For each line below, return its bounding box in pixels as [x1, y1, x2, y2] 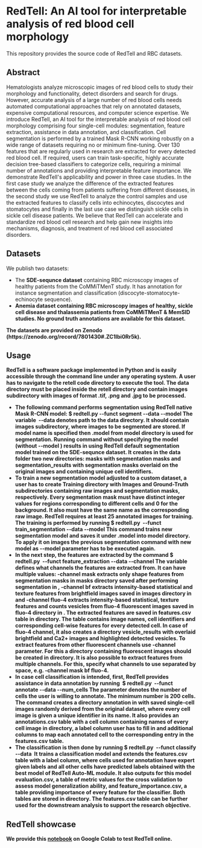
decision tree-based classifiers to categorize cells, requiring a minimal [6, 160, 181, 167]
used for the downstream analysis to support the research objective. [14, 801, 191, 809]
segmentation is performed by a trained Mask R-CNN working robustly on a [6, 135, 194, 142]
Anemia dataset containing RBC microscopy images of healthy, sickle [14, 302, 194, 309]
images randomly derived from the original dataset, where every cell [14, 705, 191, 713]
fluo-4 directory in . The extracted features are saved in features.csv [14, 609, 191, 617]
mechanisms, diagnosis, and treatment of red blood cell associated [6, 225, 173, 232]
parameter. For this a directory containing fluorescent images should [14, 647, 192, 655]
